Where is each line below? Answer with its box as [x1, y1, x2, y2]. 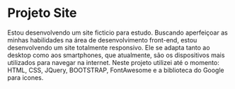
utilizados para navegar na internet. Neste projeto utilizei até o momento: [7, 58, 219, 66]
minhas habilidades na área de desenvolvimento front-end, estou [7, 35, 197, 44]
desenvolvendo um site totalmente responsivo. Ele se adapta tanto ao [7, 43, 210, 52]
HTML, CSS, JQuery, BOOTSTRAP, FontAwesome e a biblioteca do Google [7, 66, 224, 74]
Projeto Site [7, 5, 77, 21]
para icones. [7, 73, 44, 82]
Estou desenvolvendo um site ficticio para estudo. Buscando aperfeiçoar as [7, 28, 228, 37]
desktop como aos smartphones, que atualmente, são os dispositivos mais [7, 51, 225, 59]
